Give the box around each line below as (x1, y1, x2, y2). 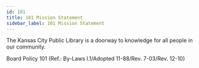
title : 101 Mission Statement (6, 15, 83, 21)
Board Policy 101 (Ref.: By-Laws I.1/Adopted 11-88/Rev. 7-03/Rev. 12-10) (6, 55, 186, 63)
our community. (6, 43, 46, 50)
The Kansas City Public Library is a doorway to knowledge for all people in (6, 37, 193, 44)
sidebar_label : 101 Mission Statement (6, 20, 105, 26)
